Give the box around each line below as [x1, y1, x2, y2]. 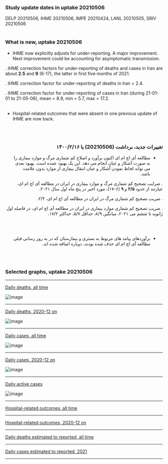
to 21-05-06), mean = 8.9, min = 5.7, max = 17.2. [10, 95, 109, 101]
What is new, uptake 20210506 [5, 39, 82, 46]
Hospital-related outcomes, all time [5, 405, 77, 411]
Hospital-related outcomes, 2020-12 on [5, 420, 86, 426]
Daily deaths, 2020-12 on [5, 308, 57, 315]
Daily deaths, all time [5, 284, 48, 290]
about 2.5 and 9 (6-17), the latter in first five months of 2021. [5, 70, 130, 76]
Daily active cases [5, 381, 43, 387]
